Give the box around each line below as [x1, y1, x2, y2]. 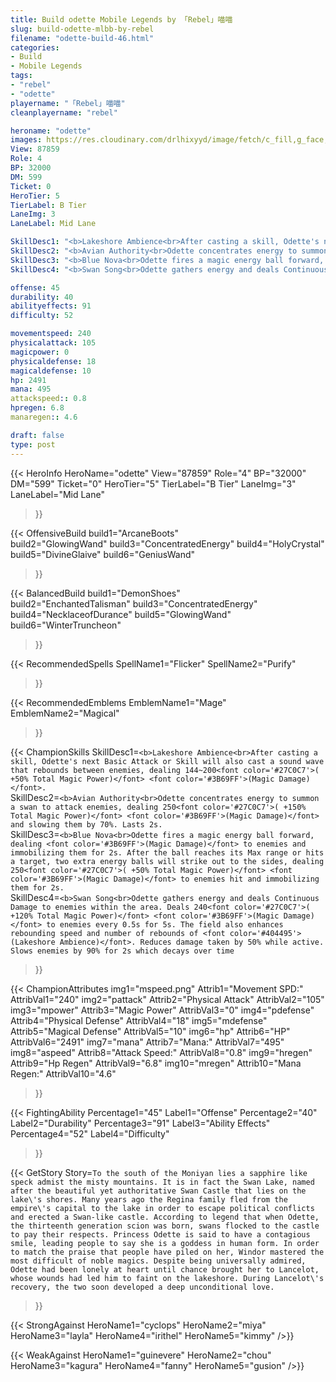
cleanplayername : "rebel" [10, 107, 118, 118]
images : [10, 135, 43, 145]
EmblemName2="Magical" [10, 707, 120, 719]
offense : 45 [10, 282, 60, 293]
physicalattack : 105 [10, 338, 97, 348]
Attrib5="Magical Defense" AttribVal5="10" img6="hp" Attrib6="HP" [10, 1025, 291, 1037]
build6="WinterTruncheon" [10, 619, 122, 631]
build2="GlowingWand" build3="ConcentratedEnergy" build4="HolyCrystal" [10, 537, 325, 550]
